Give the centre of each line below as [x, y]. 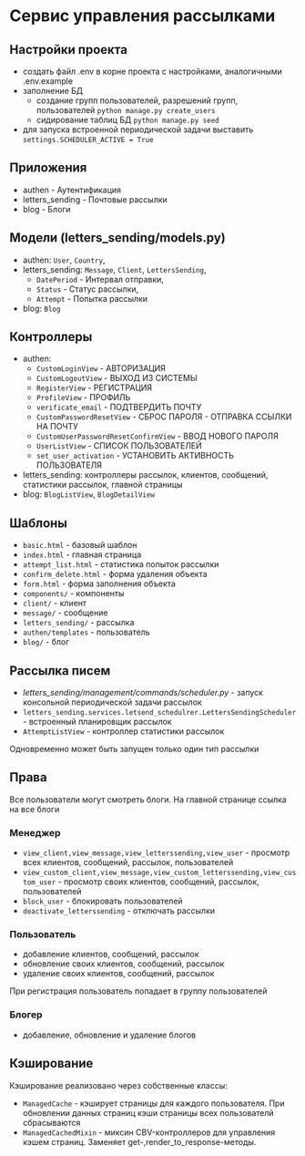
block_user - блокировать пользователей [103, 901]
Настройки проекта [68, 50]
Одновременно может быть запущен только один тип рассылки [134, 749]
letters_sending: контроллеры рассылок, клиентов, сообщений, [145, 475]
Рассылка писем [60, 671]
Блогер [26, 1015]
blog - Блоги [46, 209]
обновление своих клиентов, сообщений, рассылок [123, 964]
